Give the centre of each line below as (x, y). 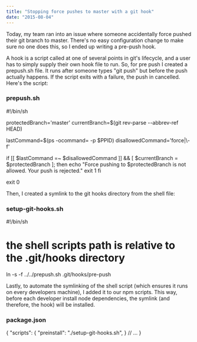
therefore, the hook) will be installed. (51, 305)
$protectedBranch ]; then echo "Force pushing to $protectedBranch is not (96, 164)
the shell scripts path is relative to (91, 245)
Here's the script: (27, 83)
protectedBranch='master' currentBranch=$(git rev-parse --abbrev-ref (92, 122)
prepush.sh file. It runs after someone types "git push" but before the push (97, 70)
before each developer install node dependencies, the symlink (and (88, 298)
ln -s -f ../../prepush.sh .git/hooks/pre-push (59, 275)
